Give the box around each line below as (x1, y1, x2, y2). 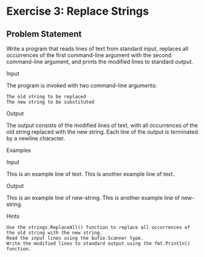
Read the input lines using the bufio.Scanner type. (6, 235, 144, 241)
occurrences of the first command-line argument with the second (6, 52, 172, 59)
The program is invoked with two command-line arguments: (6, 82, 157, 89)
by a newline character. (6, 135, 66, 142)
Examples (6, 147, 31, 154)
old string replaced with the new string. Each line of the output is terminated (6, 128, 198, 136)
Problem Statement (6, 29, 82, 39)
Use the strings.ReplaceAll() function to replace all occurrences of (6, 224, 191, 231)
